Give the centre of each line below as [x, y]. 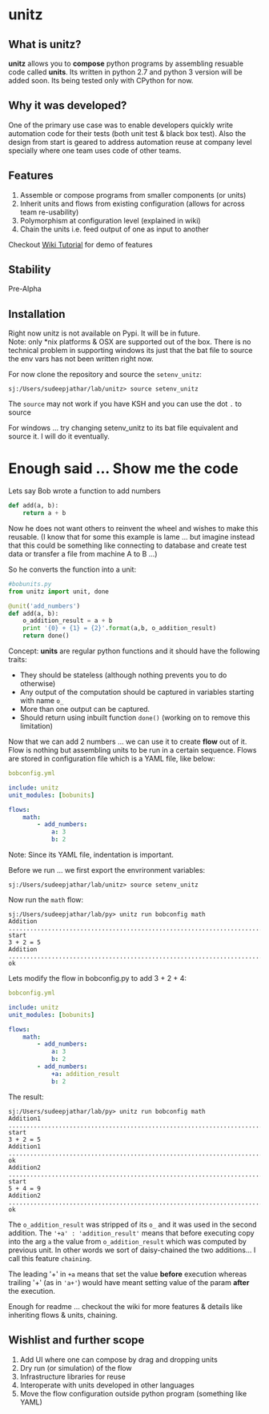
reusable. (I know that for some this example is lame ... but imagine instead [131, 536]
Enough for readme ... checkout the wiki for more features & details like [125, 1306]
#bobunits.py [30, 584]
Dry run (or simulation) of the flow [76, 1368]
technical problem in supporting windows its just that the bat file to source [130, 351]
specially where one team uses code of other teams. [95, 151]
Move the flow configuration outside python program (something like [133, 1393]
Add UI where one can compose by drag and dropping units [118, 1360]
